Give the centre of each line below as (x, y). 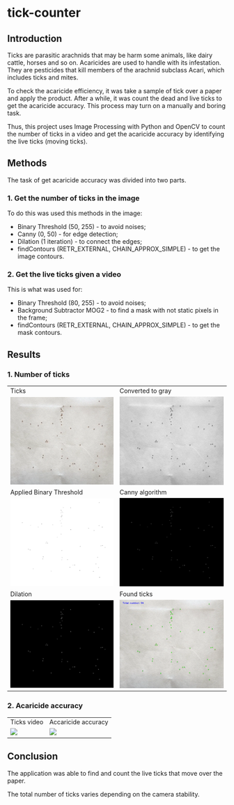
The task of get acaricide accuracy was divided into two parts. (97, 180)
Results (24, 354)
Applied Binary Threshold (47, 492)
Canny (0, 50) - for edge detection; (68, 234)
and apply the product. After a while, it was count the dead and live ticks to (115, 98)
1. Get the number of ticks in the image (73, 198)
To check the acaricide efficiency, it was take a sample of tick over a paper (115, 91)
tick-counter (44, 13)
